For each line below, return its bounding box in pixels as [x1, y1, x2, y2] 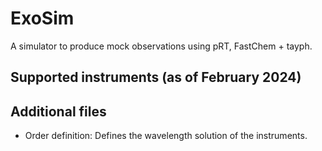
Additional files [10, 103, 107, 120]
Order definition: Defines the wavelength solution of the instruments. [24, 130, 308, 142]
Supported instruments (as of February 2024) [10, 69, 302, 86]
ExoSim [10, 7, 75, 30]
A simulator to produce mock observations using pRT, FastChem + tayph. [10, 40, 313, 52]
